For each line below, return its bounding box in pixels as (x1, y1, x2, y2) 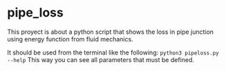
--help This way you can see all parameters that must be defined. (7, 55, 195, 63)
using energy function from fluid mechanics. (7, 34, 133, 43)
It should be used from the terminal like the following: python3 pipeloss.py (7, 48, 219, 57)
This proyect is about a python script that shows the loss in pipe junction (7, 28, 214, 36)
